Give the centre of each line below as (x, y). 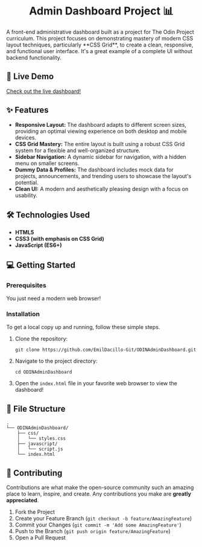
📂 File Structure (36, 408)
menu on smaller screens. (47, 163)
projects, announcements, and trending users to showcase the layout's (103, 176)
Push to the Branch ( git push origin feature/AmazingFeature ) (93, 531)
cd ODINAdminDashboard (43, 372)
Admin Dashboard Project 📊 (101, 11)
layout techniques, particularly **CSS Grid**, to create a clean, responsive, (100, 45)
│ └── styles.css (42, 439)
